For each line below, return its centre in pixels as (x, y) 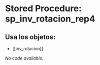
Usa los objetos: (30, 37)
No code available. (24, 58)
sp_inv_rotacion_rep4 (50, 19)
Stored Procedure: (44, 9)
